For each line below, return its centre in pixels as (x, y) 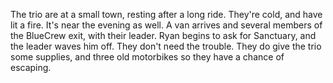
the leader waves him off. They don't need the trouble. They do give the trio (166, 46)
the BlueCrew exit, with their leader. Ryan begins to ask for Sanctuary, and (163, 35)
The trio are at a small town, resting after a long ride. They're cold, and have (166, 14)
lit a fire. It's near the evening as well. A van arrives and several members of (166, 25)
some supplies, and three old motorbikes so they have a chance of (147, 57)
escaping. (31, 67)
